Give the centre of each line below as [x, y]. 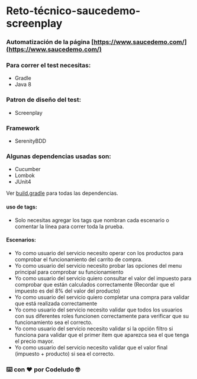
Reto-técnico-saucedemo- [73, 11]
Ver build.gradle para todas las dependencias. [62, 193]
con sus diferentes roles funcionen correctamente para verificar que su [102, 316]
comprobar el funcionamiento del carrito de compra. [79, 259]
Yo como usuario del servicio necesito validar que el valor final [91, 347]
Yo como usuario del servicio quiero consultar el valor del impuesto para [103, 278]
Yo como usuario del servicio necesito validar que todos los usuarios [98, 310]
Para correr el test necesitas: [49, 65]
